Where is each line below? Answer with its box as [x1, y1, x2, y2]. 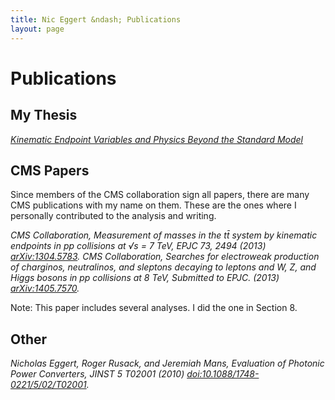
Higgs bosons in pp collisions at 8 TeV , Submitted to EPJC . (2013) [10, 272, 280, 284]
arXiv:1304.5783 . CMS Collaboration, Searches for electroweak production [10, 251, 320, 263]
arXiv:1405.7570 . [10, 282, 80, 295]
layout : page [10, 24, 65, 34]
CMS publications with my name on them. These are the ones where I [10, 199, 297, 211]
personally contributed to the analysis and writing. [10, 210, 217, 222]
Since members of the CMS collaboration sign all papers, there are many [10, 189, 310, 201]
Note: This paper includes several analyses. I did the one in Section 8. [10, 302, 298, 314]
